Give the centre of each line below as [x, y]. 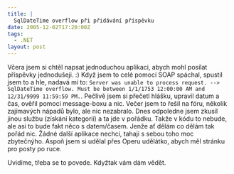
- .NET [23, 40]
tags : [15, 34]
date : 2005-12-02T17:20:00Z [49, 27]
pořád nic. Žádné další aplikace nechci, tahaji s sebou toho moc [101, 134]
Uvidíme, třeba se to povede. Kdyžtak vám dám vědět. [87, 163]
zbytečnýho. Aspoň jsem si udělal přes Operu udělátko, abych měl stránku [116, 141]
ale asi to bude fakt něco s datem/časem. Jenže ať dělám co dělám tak [111, 126]
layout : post [27, 47]
